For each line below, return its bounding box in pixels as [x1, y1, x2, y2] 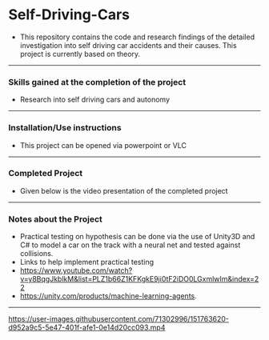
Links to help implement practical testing [19, 258, 155, 267]
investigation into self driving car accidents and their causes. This [19, 40, 238, 50]
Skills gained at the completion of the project [8, 76, 187, 87]
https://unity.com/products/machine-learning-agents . [19, 291, 198, 301]
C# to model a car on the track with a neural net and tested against [19, 240, 241, 250]
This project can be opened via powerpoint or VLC [19, 140, 187, 150]
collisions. [19, 249, 54, 258]
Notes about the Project [8, 214, 102, 225]
